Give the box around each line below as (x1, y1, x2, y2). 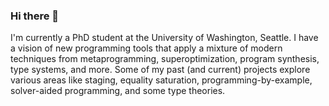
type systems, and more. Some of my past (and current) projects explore (10, 64, 311, 76)
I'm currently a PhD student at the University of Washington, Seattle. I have (10, 32, 319, 44)
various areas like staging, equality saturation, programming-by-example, (10, 74, 313, 86)
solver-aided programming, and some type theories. (10, 85, 226, 97)
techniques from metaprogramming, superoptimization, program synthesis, (10, 53, 320, 65)
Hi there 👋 (10, 9, 60, 23)
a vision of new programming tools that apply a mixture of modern (10, 42, 283, 54)
